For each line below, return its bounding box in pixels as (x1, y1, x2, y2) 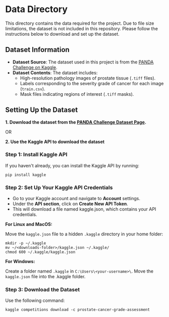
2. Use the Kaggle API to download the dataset (5, 139, 105, 145)
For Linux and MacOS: (5, 221, 53, 227)
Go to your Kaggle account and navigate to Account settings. (12, 196, 140, 202)
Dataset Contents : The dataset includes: (12, 70, 98, 76)
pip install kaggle (5, 172, 46, 177)
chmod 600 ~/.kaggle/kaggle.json (5, 249, 76, 255)
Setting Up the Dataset (5, 106, 78, 114)
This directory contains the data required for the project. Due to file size (5, 20, 154, 26)
